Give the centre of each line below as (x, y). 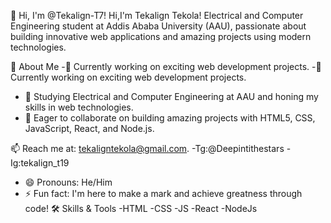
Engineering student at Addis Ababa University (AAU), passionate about (158, 26)
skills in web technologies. (79, 107)
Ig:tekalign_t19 (40, 163)
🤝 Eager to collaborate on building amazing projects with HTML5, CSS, (170, 118)
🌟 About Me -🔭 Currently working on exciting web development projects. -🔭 (166, 66)
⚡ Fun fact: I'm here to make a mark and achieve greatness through (163, 193)
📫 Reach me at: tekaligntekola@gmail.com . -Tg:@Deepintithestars (147, 148)
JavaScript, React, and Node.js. (89, 128)
